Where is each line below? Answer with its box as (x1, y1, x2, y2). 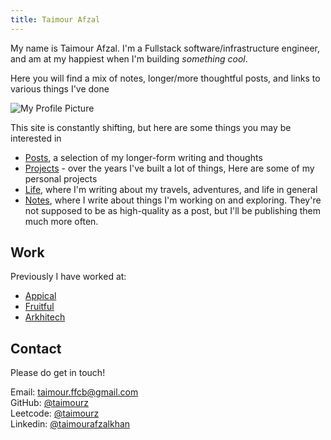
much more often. (24, 215, 99, 227)
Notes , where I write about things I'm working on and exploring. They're (24, 194, 322, 206)
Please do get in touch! (10, 367, 106, 379)
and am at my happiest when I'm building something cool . (10, 52, 248, 65)
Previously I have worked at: (10, 271, 127, 283)
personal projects (24, 172, 98, 185)
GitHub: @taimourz (10, 397, 90, 409)
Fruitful (24, 301, 55, 313)
